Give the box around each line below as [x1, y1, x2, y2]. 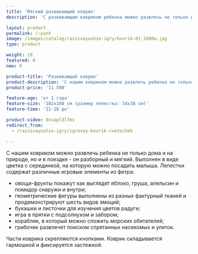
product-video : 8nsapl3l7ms [6, 117, 75, 123]
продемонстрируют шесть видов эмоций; [14, 198, 121, 206]
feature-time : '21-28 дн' [6, 106, 70, 112]
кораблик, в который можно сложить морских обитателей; [14, 217, 164, 224]
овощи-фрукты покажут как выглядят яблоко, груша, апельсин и [14, 180, 179, 187]
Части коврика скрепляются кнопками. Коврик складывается [6, 235, 163, 242]
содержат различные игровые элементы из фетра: [6, 168, 134, 175]
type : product [6, 41, 41, 47]
